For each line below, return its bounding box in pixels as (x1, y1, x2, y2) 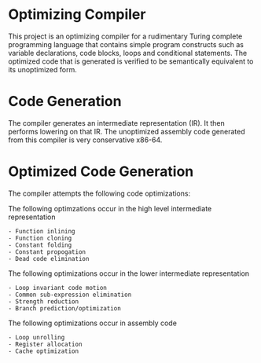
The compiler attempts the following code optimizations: (8, 189, 191, 198)
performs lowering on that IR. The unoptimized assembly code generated (8, 126, 245, 136)
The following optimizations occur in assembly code (8, 318, 177, 328)
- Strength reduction (8, 297, 79, 306)
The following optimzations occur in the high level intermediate (8, 203, 212, 213)
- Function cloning (8, 234, 72, 242)
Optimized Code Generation (8, 163, 194, 181)
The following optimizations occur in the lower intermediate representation (8, 269, 250, 278)
